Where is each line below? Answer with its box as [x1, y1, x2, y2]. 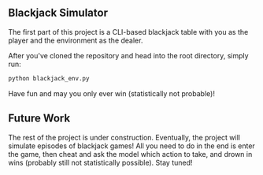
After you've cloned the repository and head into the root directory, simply [8, 50, 250, 60]
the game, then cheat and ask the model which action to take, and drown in [8, 149, 253, 158]
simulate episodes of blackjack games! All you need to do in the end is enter [8, 141, 256, 151]
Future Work [8, 112, 71, 125]
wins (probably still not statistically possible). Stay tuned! [8, 158, 193, 167]
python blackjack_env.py [8, 74, 90, 82]
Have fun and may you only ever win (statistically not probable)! [8, 88, 215, 98]
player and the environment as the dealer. [8, 35, 143, 45]
